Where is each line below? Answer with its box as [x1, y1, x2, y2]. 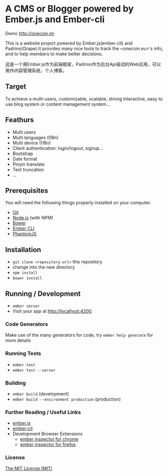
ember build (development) [12, 390, 69, 396]
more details [5, 338, 31, 344]
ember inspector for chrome [20, 436, 79, 442]
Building [5, 379, 26, 386]
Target [5, 83, 27, 91]
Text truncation [12, 167, 44, 173]
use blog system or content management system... [5, 101, 111, 107]
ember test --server [12, 368, 56, 373]
